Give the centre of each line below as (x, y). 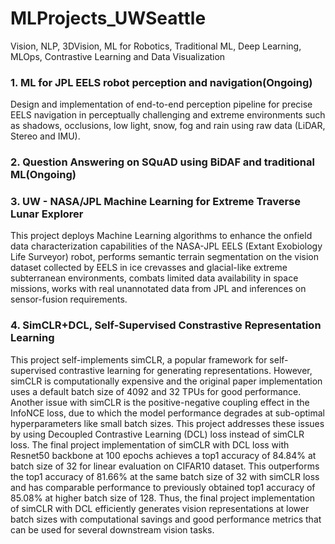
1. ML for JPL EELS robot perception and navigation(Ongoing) (161, 82)
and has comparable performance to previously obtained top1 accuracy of (163, 487)
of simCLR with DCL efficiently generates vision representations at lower (160, 508)
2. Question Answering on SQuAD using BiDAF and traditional (162, 162)
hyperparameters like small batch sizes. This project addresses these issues (167, 423)
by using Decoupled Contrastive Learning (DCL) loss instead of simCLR (157, 434)
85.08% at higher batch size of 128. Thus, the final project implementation (163, 498)
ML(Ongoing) (43, 175)
